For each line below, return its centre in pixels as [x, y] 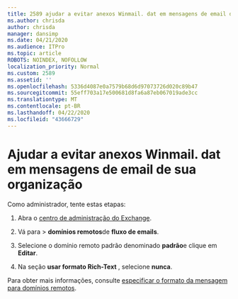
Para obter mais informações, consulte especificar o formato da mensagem [118, 280]
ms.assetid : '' [30, 80]
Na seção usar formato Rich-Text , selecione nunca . [95, 266]
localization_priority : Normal [53, 67]
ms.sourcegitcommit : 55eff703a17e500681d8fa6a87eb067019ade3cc [103, 93]
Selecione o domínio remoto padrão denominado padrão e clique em [117, 245]
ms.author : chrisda [36, 21]
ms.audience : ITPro [36, 47]
